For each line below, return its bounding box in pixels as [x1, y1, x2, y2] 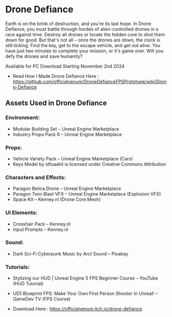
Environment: [5, 114, 40, 121]
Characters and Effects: [5, 174, 66, 181]
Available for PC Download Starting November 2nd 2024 [5, 63, 125, 69]
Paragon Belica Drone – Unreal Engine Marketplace [12, 185, 122, 192]
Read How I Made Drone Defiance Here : [12, 73, 99, 79]
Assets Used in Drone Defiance [5, 99, 107, 108]
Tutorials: [5, 263, 30, 270]
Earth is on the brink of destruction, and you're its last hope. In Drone [5, 20, 151, 27]
